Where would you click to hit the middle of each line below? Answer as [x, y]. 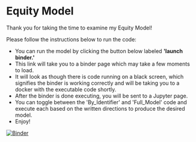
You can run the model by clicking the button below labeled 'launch [99, 51]
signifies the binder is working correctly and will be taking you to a [97, 83]
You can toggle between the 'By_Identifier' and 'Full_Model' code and [101, 102]
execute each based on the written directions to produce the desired [100, 108]
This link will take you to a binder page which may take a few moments [103, 64]
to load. [24, 70]
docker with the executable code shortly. [66, 89]
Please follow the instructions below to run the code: [71, 39]
